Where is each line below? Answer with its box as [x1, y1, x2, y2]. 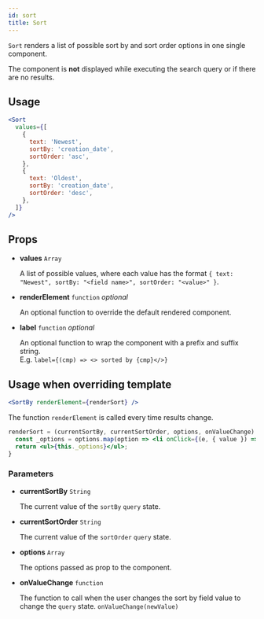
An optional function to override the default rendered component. [19, 308, 232, 317]
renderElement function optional [19, 293, 128, 302]
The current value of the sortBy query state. [19, 501, 161, 511]
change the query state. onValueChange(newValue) [19, 601, 179, 610]
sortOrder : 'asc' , [28, 153, 90, 160]
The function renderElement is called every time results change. [8, 413, 214, 422]
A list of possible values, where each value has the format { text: [19, 269, 234, 278]
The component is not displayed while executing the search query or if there [8, 64, 256, 73]
